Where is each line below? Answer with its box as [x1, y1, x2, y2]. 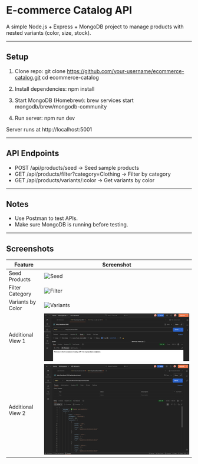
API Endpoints [6, 149, 60, 159]
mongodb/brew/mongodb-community [14, 103, 107, 110]
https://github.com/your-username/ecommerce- [67, 67, 184, 74]
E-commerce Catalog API [6, 4, 133, 17]
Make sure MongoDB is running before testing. [14, 221, 128, 228]
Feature [14, 261, 34, 268]
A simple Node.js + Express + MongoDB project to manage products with [6, 23, 184, 30]
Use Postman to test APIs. [14, 215, 78, 222]
